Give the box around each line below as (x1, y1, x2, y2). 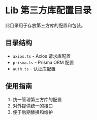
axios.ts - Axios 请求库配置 (12, 53, 71, 59)
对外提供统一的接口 (12, 102, 53, 109)
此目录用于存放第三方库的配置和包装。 (5, 22, 85, 28)
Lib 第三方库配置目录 (5, 5, 92, 16)
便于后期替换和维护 (12, 109, 53, 115)
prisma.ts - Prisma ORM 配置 (12, 59, 75, 65)
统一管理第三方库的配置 (12, 96, 62, 102)
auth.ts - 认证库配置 (12, 65, 56, 71)
